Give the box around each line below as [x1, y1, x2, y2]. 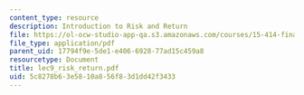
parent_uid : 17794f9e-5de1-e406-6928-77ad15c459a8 [9, 47, 204, 56]
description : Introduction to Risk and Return [9, 22, 188, 31]
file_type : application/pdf [9, 38, 116, 48]
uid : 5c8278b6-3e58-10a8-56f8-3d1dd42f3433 [9, 72, 176, 81]
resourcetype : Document [9, 55, 100, 64]
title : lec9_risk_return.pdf [9, 64, 119, 73]
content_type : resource [9, 13, 100, 23]
